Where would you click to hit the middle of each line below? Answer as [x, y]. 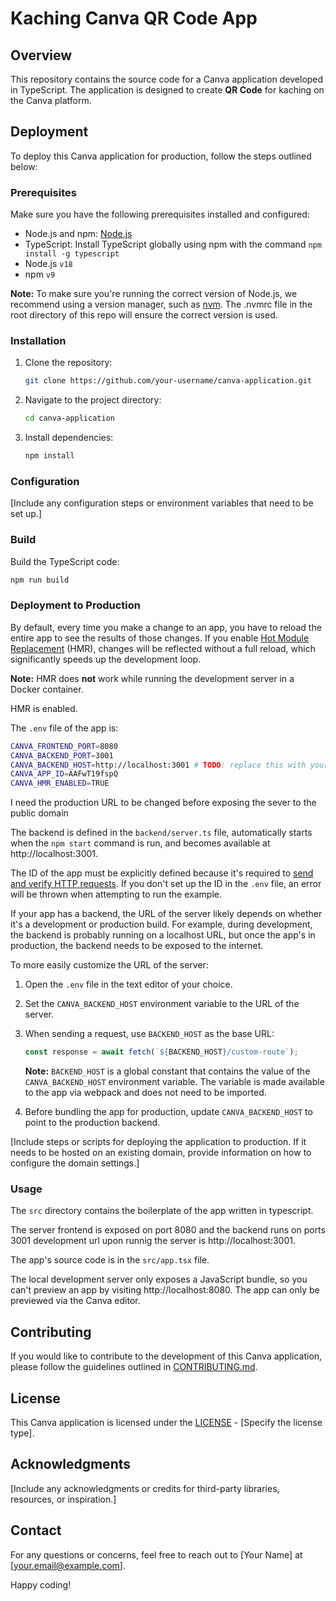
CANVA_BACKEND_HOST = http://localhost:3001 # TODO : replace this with [158, 765]
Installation [38, 341]
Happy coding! [41, 1584]
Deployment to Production [76, 605]
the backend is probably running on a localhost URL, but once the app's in [163, 935]
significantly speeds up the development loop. [106, 659]
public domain [39, 813]
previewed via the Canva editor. [75, 1301]
